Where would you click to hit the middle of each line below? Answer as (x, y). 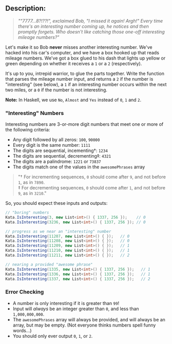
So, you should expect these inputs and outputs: (56, 203)
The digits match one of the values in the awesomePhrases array (79, 167)
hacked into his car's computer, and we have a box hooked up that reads (82, 52)
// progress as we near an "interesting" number (58, 231)
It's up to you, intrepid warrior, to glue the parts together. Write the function (85, 73)
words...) (22, 330)
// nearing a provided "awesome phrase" (49, 264)
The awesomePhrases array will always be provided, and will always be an (89, 319)
